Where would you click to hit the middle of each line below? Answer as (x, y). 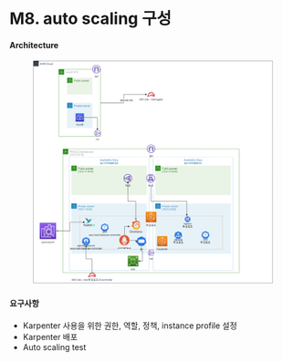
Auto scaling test (54, 346)
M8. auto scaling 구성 (90, 19)
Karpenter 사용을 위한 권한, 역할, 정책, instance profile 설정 (130, 326)
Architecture (34, 45)
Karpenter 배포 (50, 336)
